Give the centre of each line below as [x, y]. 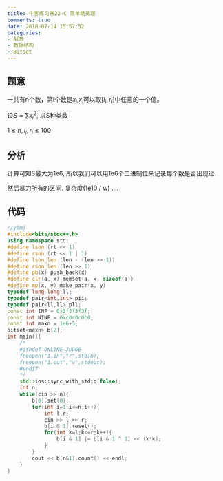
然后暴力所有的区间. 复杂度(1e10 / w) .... [63, 188]
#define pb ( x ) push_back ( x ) [47, 272]
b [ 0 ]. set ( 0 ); [51, 400]
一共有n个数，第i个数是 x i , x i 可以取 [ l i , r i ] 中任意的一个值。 [85, 100]
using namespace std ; [38, 241]
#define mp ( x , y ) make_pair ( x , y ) [57, 286]
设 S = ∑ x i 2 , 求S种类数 [38, 116]
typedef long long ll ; [40, 292]
